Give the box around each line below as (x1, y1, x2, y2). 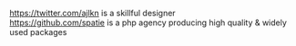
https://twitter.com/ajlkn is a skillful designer (9, 8, 176, 18)
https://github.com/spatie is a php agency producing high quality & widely (9, 17, 287, 28)
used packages (9, 27, 67, 37)
